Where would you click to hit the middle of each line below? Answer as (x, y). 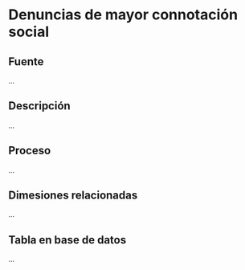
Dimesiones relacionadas (73, 196)
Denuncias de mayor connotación (123, 15)
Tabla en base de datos (67, 240)
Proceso (30, 151)
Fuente (26, 61)
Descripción (39, 106)
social (29, 32)
